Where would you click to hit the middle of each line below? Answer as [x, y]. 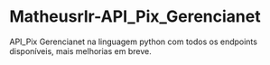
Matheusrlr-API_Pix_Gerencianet [135, 17]
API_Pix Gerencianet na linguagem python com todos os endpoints [133, 42]
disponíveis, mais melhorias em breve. [80, 51]
